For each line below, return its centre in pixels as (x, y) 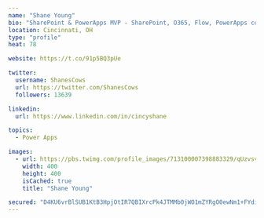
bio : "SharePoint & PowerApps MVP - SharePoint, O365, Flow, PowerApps (128, 23)
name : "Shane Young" (42, 15)
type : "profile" (35, 37)
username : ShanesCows (51, 80)
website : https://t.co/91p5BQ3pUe (65, 59)
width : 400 (40, 166)
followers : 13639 (44, 95)
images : (21, 152)
